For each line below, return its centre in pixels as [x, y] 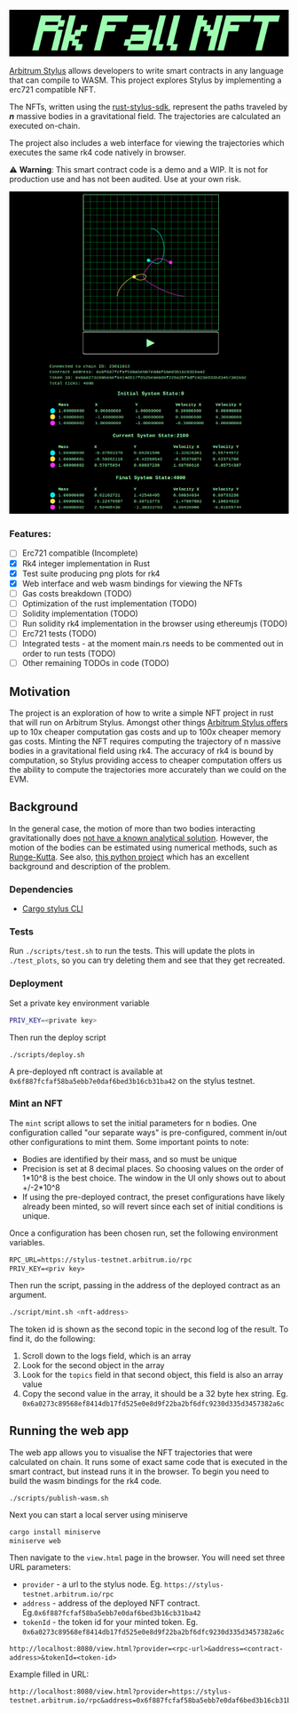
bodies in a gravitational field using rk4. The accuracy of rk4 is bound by [141, 750]
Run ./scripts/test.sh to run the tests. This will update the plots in [132, 951]
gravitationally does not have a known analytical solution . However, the [139, 837]
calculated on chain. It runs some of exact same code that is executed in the [149, 1462]
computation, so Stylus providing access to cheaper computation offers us [145, 760]
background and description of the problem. [90, 866]
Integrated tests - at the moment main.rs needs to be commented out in [153, 644]
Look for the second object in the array [93, 1365]
